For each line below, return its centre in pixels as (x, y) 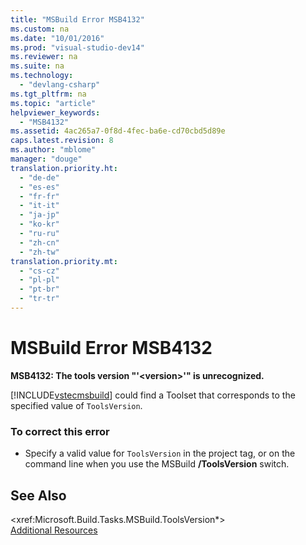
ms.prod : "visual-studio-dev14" (77, 47)
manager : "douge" (46, 159)
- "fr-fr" (39, 196)
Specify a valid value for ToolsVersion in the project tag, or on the (160, 453)
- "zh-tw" (39, 252)
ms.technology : (42, 76)
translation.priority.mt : (64, 261)
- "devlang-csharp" (60, 85)
